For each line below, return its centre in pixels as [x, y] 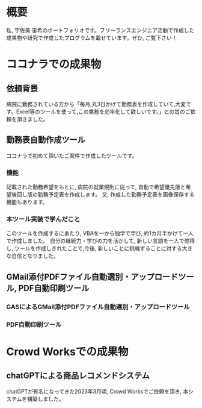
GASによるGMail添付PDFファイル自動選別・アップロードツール [98, 307]
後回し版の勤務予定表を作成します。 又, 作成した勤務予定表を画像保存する [103, 195]
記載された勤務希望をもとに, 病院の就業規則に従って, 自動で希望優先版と [96, 187]
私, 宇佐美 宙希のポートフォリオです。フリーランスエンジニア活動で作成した [100, 30]
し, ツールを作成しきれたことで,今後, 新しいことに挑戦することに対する [94, 248]
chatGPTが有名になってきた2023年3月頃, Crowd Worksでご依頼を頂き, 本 [97, 391]
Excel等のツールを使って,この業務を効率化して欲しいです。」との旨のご [103, 111]
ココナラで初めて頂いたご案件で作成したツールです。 [72, 155]
